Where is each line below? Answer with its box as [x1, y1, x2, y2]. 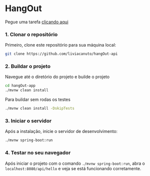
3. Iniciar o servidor [5, 117, 52, 124]
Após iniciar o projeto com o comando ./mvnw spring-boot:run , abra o [5, 160, 145, 166]
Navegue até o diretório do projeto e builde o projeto [5, 74, 110, 80]
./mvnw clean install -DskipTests [5, 106, 75, 111]
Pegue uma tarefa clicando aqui [5, 19, 69, 25]
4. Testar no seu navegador [5, 149, 71, 156]
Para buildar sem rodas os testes [5, 96, 71, 102]
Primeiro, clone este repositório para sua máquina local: [5, 42, 116, 48]
